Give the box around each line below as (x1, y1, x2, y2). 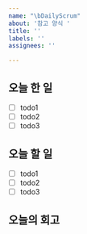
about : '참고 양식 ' (8, 19, 71, 27)
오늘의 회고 (8, 213, 60, 227)
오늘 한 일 (8, 81, 53, 94)
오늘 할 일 (8, 147, 53, 161)
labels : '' (8, 34, 45, 43)
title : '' (8, 27, 42, 35)
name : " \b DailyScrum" (8, 11, 81, 20)
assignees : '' (8, 42, 56, 50)
